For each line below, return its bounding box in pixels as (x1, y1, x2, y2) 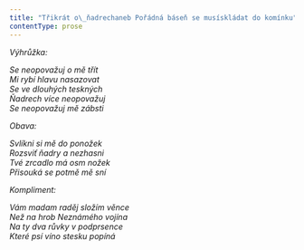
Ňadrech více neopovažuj (9, 92, 106, 104)
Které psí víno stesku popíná (9, 230, 116, 241)
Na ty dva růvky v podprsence (9, 221, 124, 232)
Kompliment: (9, 184, 57, 195)
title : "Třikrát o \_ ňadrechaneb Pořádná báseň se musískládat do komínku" (9, 13, 298, 23)
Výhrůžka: (9, 46, 48, 57)
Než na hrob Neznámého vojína (9, 211, 128, 222)
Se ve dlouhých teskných (9, 83, 103, 94)
